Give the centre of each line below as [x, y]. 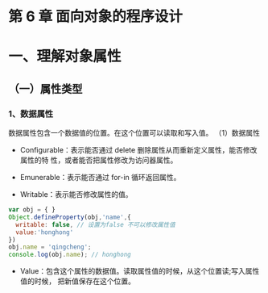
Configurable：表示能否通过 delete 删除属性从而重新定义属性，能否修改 [138, 150]
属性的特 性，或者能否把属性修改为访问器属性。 [99, 160]
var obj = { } [32, 210]
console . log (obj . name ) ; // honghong [70, 255]
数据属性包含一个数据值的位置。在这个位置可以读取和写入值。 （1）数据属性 [134, 133]
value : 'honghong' [45, 232]
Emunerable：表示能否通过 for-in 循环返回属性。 [100, 178]
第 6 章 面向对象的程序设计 [96, 17]
